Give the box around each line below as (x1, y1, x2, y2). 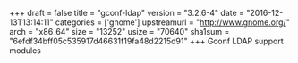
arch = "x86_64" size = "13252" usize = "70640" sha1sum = (9, 27, 230, 36)
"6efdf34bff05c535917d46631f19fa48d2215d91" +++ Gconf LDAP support (9, 35, 284, 46)
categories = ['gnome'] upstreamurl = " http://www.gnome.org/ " (55, 17, 291, 28)
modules (9, 45, 42, 56)
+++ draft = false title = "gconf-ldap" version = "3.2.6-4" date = (9, 8, 244, 18)
